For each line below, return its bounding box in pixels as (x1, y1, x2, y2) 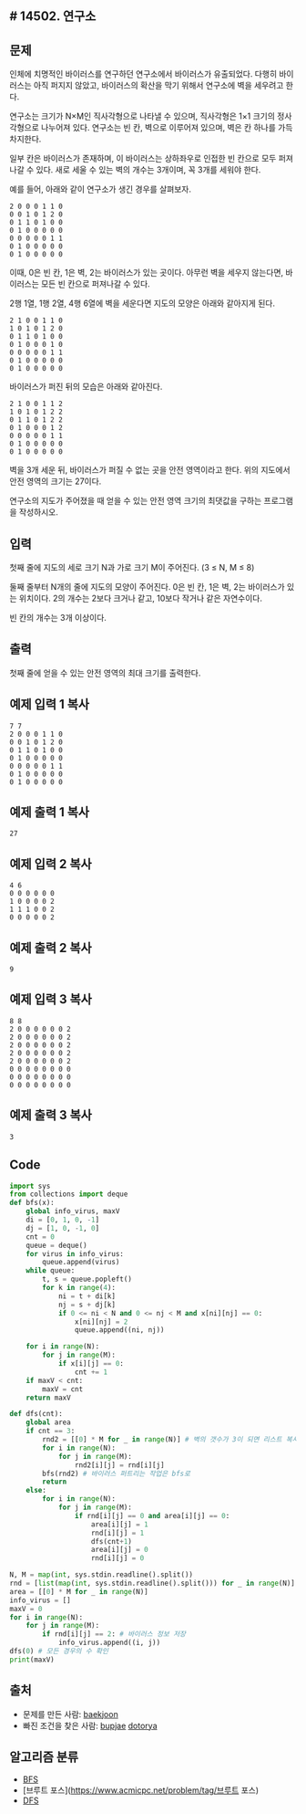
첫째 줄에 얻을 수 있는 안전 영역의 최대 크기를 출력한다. (9, 667, 201, 678)
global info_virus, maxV (25, 1207, 120, 1216)
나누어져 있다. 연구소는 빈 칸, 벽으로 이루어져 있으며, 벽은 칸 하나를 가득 (40, 122, 293, 133)
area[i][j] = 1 (90, 1519, 148, 1529)
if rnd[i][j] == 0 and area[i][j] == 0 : (74, 1511, 230, 1520)
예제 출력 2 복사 (9, 939, 93, 956)
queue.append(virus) (42, 1258, 120, 1267)
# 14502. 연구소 (9, 8, 97, 25)
